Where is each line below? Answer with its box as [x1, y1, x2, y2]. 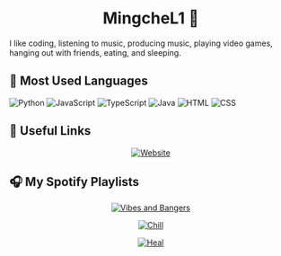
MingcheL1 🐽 [102, 8, 199, 29]
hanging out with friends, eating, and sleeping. [9, 47, 181, 57]
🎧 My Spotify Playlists [9, 174, 139, 190]
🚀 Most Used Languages [9, 74, 148, 89]
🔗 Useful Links [9, 123, 92, 138]
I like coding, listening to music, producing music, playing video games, [9, 38, 274, 49]
